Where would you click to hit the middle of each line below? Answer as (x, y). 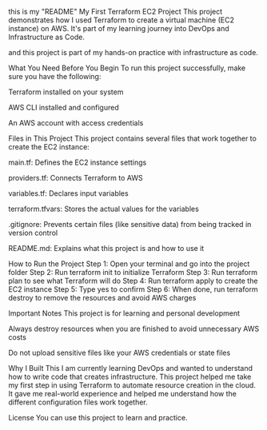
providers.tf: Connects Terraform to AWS (76, 178)
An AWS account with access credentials (76, 123)
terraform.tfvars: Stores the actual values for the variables (104, 209)
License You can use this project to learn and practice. (98, 418)
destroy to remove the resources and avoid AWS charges (102, 298)
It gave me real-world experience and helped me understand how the (123, 394)
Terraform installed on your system (66, 92)
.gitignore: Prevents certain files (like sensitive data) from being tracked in (130, 224)
